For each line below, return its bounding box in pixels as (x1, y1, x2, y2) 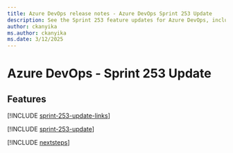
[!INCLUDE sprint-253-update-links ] (7, 111, 111, 120)
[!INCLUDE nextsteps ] (7, 138, 71, 147)
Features (7, 93, 46, 105)
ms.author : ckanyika (7, 29, 67, 37)
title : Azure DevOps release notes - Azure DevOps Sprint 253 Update (7, 10, 213, 17)
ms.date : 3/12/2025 (7, 36, 64, 43)
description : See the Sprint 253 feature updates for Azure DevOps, (7, 17, 209, 24)
